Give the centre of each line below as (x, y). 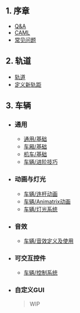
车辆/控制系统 (41, 273)
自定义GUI (29, 290)
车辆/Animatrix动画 (47, 201)
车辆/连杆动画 (41, 194)
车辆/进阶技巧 (41, 162)
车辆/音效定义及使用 (48, 241)
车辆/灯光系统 (41, 209)
